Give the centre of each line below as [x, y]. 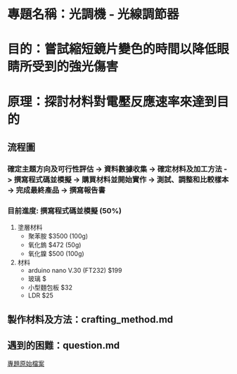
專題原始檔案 [26, 363]
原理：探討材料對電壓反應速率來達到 [112, 102]
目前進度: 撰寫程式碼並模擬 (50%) [64, 210]
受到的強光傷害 [75, 67]
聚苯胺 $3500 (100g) [58, 236]
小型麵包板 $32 [50, 288]
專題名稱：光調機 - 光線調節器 [93, 14]
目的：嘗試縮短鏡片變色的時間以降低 [112, 49]
